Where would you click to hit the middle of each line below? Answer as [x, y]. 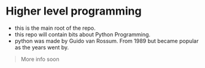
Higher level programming [74, 11]
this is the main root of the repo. [55, 28]
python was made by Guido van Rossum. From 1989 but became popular [106, 41]
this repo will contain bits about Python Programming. [83, 34]
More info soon [40, 59]
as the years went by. [42, 47]
